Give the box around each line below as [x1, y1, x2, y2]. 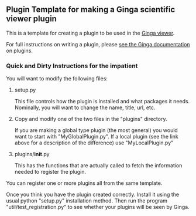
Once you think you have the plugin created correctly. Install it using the [6, 191, 180, 198]
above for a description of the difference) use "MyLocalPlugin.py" [14, 139, 174, 146]
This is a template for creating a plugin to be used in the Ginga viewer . [6, 29, 175, 36]
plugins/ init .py [14, 151, 50, 158]
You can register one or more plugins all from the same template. [6, 180, 163, 187]
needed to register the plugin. [14, 168, 87, 176]
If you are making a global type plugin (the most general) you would [14, 127, 178, 134]
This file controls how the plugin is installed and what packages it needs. [14, 98, 190, 105]
